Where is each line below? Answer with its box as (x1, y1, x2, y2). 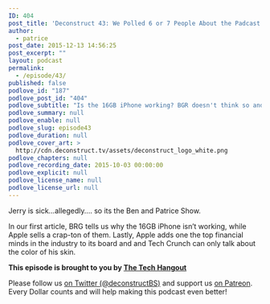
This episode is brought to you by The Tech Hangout (8, 262, 187, 272)
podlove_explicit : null (8, 169, 88, 177)
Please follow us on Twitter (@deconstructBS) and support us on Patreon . (8, 278, 253, 288)
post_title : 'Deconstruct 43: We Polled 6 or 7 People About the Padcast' (8, 19, 264, 27)
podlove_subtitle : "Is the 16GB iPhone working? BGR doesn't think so (8, 101, 250, 109)
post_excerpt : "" (8, 49, 67, 57)
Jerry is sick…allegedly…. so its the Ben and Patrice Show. (8, 206, 201, 216)
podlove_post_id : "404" (8, 94, 88, 102)
